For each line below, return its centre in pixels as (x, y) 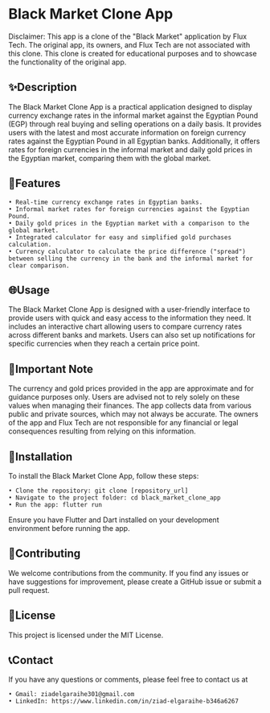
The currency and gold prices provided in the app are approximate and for (131, 388)
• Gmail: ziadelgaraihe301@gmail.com (72, 694)
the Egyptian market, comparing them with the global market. (110, 158)
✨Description (43, 87)
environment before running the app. (69, 528)
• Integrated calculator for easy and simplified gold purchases (120, 237)
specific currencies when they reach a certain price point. (104, 344)
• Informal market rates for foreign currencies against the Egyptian (129, 209)
